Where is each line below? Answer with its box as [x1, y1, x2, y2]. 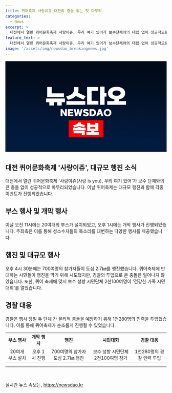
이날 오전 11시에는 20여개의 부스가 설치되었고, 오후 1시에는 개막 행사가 [5, 221, 145, 227]
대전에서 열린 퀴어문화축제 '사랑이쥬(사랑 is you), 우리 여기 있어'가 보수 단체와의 [5, 178, 165, 184]
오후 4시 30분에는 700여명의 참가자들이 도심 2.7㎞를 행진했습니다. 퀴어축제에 [5, 265, 160, 272]
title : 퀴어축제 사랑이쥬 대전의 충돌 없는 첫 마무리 [5, 8, 102, 13]
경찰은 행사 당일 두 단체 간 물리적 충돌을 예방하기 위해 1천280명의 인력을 [5, 316, 149, 322]
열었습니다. [20, 284, 42, 291]
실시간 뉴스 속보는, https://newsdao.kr [5, 382, 83, 388]
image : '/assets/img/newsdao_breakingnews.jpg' [5, 46, 109, 51]
